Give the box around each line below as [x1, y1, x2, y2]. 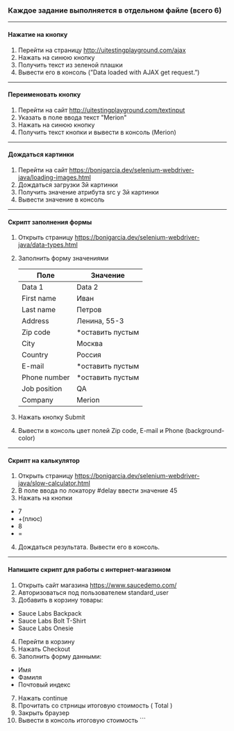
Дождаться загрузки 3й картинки [17, 180, 119, 189]
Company [21, 395, 54, 405]
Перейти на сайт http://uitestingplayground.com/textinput [17, 106, 185, 114]
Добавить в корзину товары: [17, 596, 103, 604]
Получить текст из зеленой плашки [17, 60, 124, 69]
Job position [21, 384, 62, 394]
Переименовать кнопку [8, 90, 81, 99]
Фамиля [17, 673, 42, 681]
